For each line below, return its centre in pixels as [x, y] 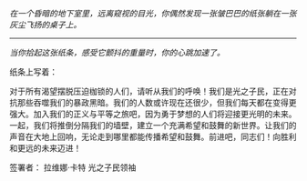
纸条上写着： [33, 72]
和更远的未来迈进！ [46, 148]
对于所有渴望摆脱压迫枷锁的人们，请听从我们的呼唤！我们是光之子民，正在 [149, 91]
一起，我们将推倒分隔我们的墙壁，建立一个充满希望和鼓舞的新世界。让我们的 [153, 125]
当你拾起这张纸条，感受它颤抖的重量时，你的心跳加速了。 [117, 52]
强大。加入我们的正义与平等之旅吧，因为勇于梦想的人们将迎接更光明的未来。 [153, 114]
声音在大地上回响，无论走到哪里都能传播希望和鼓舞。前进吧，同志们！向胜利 [153, 136]
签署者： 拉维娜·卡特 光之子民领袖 [73, 167]
